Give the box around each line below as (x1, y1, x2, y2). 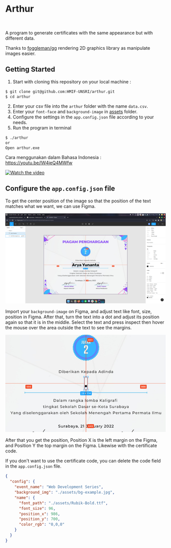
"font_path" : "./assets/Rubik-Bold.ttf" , (18, 500, 108, 506)
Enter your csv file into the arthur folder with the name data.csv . (12, 103, 149, 109)
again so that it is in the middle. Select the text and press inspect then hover (5, 319, 164, 325)
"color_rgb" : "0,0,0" (18, 522, 65, 527)
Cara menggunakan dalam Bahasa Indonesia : (5, 154, 102, 160)
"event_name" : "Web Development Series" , (14, 484, 103, 490)
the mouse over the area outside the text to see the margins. (5, 325, 132, 331)
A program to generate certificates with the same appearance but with (5, 29, 153, 36)
